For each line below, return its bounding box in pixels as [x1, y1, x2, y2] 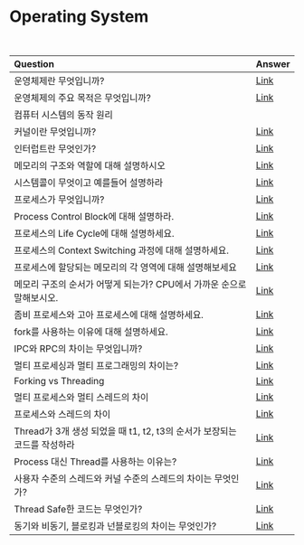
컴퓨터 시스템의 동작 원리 [14, 108, 113, 121]
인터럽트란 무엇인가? [14, 142, 97, 155]
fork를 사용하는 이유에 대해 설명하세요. [14, 325, 169, 338]
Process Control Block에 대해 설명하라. [14, 210, 175, 222]
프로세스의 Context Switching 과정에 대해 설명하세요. [14, 244, 229, 257]
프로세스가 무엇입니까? [14, 193, 105, 205]
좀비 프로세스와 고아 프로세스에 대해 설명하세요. [14, 308, 204, 321]
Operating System [9, 6, 149, 27]
